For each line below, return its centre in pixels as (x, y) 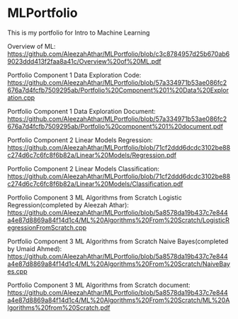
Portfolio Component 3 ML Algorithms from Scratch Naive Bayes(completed (118, 241)
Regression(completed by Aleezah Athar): (68, 205)
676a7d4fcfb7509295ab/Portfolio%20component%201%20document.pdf (115, 126)
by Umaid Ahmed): (35, 248)
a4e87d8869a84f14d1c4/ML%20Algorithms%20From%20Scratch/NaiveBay (119, 264)
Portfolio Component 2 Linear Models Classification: (84, 168)
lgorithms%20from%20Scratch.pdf (59, 307)
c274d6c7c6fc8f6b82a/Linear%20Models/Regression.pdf (92, 155)
